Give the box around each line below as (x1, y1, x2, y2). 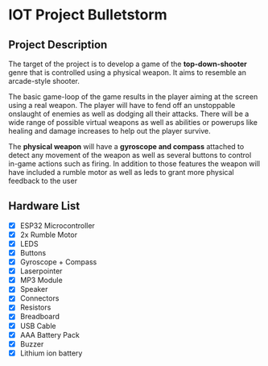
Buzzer (19, 339, 44, 348)
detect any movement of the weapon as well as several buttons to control (8, 151, 252, 160)
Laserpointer (19, 266, 63, 276)
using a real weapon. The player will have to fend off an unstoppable (8, 101, 236, 110)
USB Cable (19, 321, 56, 331)
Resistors (19, 302, 52, 312)
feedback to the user (8, 176, 78, 185)
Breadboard (19, 312, 60, 322)
